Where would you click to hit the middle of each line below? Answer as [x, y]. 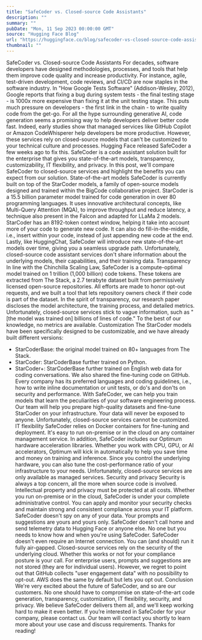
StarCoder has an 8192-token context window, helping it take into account [98, 222]
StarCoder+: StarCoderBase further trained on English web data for [98, 368]
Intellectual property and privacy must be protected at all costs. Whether [105, 490]
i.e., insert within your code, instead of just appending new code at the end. [100, 235]
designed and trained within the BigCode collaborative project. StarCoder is [100, 190]
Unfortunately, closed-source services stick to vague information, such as [98, 312]
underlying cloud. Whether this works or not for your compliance [95, 554]
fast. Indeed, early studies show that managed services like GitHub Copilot [99, 126]
